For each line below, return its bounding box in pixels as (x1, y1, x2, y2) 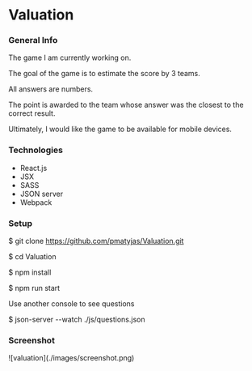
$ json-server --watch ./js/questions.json (8, 314, 145, 325)
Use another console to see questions (8, 299, 135, 309)
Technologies (8, 144, 63, 156)
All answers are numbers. (8, 84, 94, 94)
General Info (8, 35, 58, 46)
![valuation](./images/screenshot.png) (8, 353, 135, 363)
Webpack (19, 197, 52, 207)
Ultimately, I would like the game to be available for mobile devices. (8, 124, 233, 134)
